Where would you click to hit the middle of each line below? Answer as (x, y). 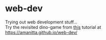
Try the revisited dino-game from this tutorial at (53, 27)
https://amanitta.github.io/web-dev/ (41, 32)
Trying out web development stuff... (41, 22)
